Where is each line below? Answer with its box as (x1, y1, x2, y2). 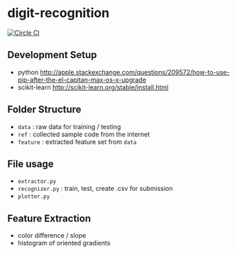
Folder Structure (7, 104, 82, 116)
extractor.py (17, 178, 57, 185)
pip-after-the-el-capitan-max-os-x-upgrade (17, 75, 147, 84)
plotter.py (17, 193, 50, 200)
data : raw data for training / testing (17, 122, 121, 131)
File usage (7, 158, 54, 170)
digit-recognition (7, 5, 110, 21)
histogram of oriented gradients (17, 239, 111, 248)
